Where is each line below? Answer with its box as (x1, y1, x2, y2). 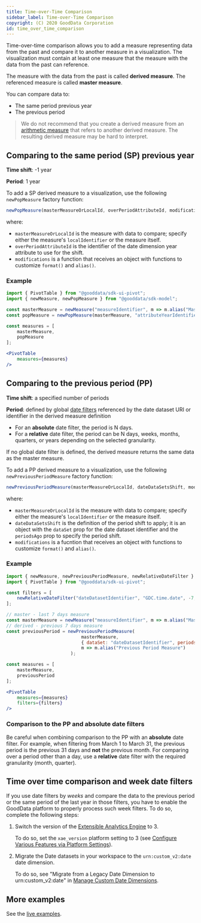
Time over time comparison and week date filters (6, 776, 193, 786)
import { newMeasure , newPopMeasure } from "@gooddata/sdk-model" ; (6, 296, 178, 302)
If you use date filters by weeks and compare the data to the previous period (6, 792, 195, 800)
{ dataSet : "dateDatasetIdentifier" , (81, 640, 175, 646)
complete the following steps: (6, 812, 80, 819)
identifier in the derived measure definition (6, 412, 111, 420)
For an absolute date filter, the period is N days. (14, 424, 133, 431)
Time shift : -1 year (6, 166, 52, 174)
